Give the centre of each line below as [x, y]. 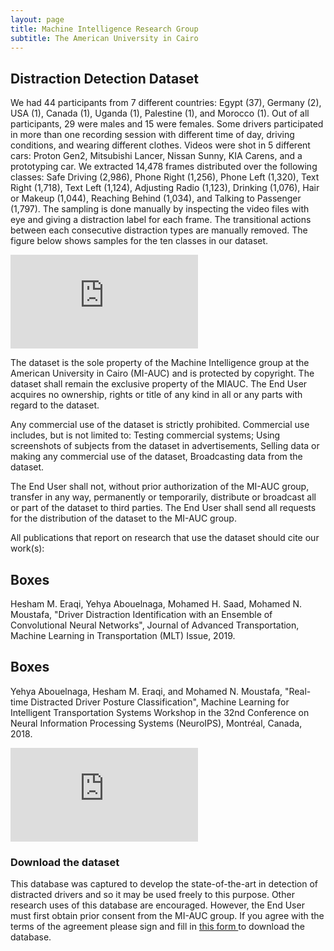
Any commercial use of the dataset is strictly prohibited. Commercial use [160, 425]
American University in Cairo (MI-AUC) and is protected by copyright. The [162, 373]
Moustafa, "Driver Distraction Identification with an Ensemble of [141, 614]
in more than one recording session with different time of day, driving [152, 135]
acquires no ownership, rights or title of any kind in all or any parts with [156, 395]
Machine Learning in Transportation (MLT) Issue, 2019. [123, 635]
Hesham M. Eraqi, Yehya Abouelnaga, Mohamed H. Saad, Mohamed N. [156, 604]
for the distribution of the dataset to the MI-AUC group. [123, 518]
